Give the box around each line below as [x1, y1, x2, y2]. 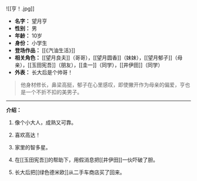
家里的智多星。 [14, 144, 51, 151]
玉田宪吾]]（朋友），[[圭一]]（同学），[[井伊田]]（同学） [31, 62, 164, 69]
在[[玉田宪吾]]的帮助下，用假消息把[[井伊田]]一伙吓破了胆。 [14, 156, 158, 163]
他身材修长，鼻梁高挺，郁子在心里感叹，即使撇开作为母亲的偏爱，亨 [20, 81, 185, 88]
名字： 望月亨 [14, 18, 47, 25]
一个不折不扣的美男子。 [25, 88, 83, 95]
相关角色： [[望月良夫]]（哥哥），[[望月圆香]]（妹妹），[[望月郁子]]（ [14, 54, 178, 61]
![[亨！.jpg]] [6, 5, 35, 12]
